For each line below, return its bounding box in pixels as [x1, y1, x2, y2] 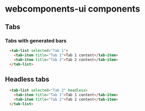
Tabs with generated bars [5, 37, 67, 44]
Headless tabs [5, 75, 49, 83]
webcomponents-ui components [5, 3, 141, 15]
